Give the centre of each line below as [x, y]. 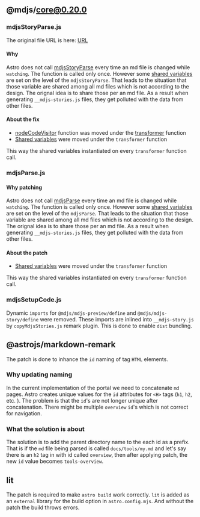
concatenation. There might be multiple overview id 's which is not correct [97, 407]
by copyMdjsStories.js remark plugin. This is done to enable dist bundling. [99, 326]
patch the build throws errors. [43, 507]
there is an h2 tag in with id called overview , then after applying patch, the [97, 455]
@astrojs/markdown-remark [61, 345]
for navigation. [24, 413]
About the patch [27, 253]
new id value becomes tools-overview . [55, 461]
